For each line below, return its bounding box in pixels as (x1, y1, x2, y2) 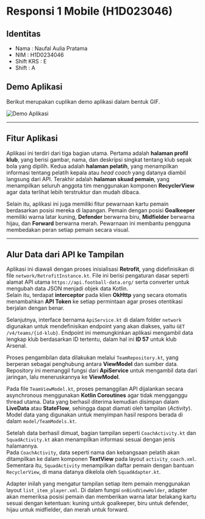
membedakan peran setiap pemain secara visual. (6, 226, 130, 233)
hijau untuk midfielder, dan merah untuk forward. (6, 506, 129, 514)
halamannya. (6, 442, 38, 449)
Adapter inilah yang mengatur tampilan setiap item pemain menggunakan (6, 480, 190, 487)
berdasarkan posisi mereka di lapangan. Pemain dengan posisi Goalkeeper (6, 206, 195, 214)
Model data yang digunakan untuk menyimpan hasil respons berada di (6, 411, 183, 418)
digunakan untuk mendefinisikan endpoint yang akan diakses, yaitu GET (6, 323, 185, 330)
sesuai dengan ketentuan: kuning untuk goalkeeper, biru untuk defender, (6, 499, 189, 507)
